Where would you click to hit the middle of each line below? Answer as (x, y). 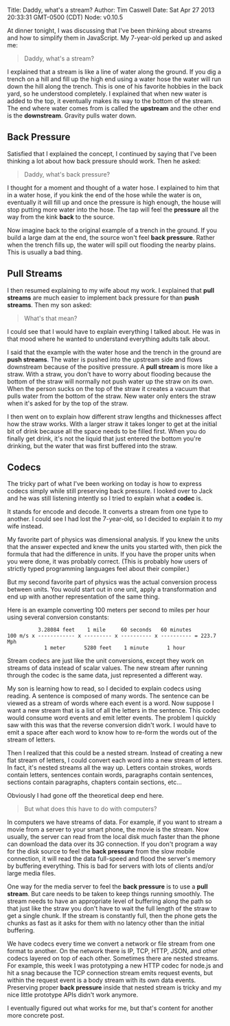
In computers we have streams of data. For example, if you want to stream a (115, 822)
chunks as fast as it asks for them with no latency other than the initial (106, 923)
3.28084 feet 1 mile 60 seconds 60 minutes (115, 630)
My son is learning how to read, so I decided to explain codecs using (104, 689)
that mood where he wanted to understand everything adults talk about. (109, 339)
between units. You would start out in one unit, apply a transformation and (112, 590)
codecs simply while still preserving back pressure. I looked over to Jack (110, 491)
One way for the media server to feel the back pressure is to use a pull (107, 886)
